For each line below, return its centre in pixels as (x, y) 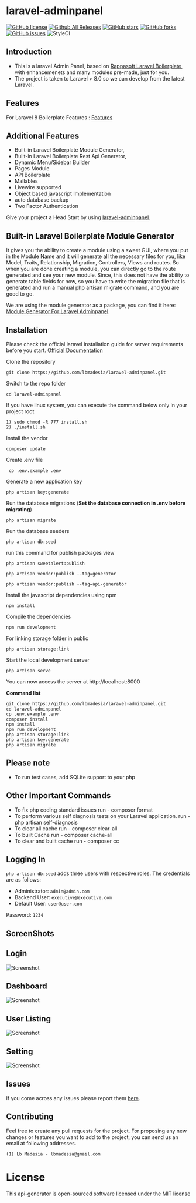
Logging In (26, 859)
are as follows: (24, 880)
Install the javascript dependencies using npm (61, 595)
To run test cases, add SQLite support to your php (75, 777)
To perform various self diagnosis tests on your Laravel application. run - (102, 816)
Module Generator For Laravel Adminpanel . (58, 311)
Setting (20, 1051)
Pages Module (32, 169)
